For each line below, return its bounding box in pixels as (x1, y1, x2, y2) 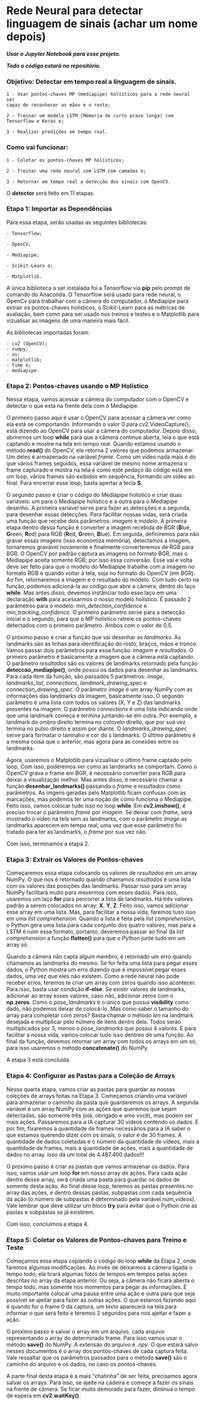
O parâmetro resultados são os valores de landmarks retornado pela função (6, 660, 198, 667)
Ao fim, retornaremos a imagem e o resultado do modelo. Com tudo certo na (6, 576, 199, 583)
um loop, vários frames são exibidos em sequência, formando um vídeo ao (6, 473, 195, 480)
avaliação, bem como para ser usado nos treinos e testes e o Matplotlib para (6, 310, 199, 317)
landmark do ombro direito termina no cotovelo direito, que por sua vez (6, 718, 186, 726)
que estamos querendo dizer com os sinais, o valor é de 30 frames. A (6, 1131, 182, 1138)
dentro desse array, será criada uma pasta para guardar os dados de (6, 1175, 180, 1183)
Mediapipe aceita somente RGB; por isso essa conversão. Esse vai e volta (6, 556, 193, 564)
